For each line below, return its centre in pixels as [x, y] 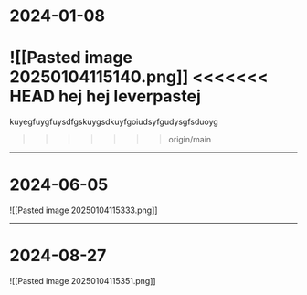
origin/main [190, 140]
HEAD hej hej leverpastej [105, 96]
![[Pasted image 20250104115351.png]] [83, 281]
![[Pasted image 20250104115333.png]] [84, 210]
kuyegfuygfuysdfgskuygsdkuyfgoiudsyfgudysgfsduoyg [114, 122]
